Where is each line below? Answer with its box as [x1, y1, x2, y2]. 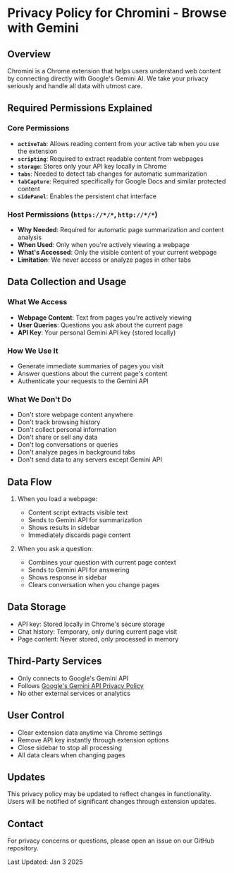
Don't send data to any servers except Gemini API [17, 455, 163, 464]
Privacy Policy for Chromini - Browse [7, 5, 227, 21]
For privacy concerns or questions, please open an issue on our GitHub [7, 836, 215, 845]
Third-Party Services [7, 655, 102, 668]
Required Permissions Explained [7, 102, 153, 114]
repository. [7, 844, 39, 853]
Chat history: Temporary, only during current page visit [17, 627, 178, 636]
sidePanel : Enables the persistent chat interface [17, 192, 157, 200]
